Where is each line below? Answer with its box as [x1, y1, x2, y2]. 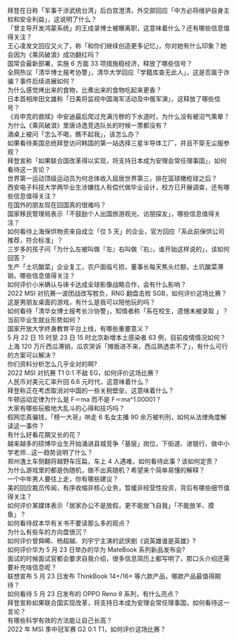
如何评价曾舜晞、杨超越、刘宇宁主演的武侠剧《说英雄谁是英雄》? [7, 537, 196, 545]
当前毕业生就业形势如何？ [7, 315, 82, 324]
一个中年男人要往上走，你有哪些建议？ [7, 475, 119, 483]
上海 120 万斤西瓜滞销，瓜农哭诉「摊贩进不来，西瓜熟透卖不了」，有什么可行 [7, 342, 228, 350]
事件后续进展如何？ [19, 77, 75, 85]
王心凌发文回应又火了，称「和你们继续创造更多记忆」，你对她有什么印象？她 [7, 42, 227, 50]
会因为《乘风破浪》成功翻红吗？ [7, 50, 100, 59]
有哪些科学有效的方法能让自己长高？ [7, 616, 113, 624]
